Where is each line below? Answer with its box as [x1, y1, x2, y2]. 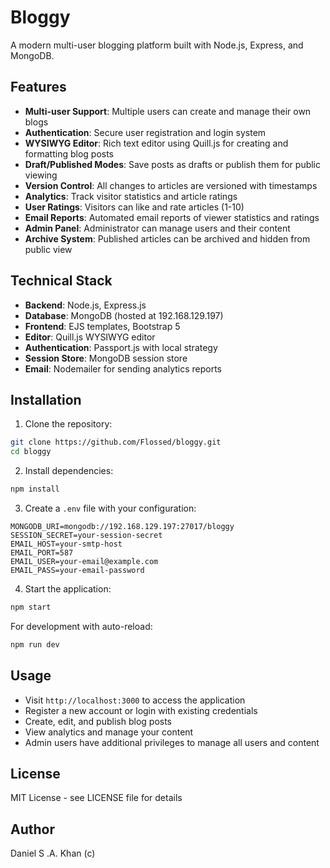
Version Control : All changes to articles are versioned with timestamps [24, 179, 318, 191]
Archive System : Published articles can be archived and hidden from [24, 232, 311, 245]
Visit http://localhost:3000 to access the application [24, 694, 246, 706]
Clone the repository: [24, 418, 113, 430]
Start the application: [24, 583, 112, 595]
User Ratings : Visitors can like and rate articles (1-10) [24, 201, 245, 213]
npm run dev [10, 639, 60, 650]
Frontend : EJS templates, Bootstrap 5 [24, 320, 181, 332]
